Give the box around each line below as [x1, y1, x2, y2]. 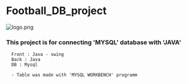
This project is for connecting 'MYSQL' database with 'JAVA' [6, 38, 182, 46]
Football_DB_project [6, 4, 107, 18]
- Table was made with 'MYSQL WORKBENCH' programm [11, 72, 138, 78]
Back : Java [11, 57, 41, 63]
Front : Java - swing [11, 52, 64, 58]
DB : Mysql [11, 62, 38, 68]
